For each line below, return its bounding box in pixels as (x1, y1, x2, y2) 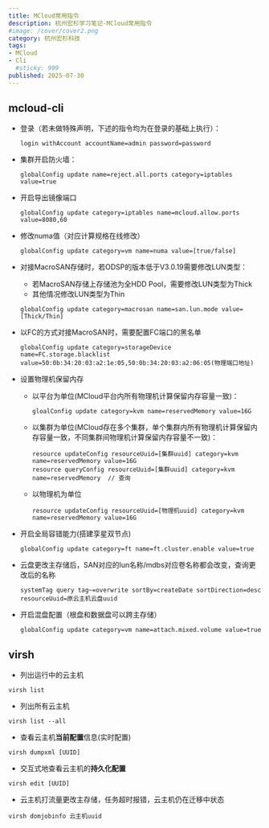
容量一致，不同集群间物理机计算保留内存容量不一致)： (39, 432, 218, 442)
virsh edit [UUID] (8, 780, 70, 788)
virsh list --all (8, 717, 67, 726)
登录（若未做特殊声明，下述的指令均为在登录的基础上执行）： (19, 124, 221, 133)
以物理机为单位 (31, 490, 82, 499)
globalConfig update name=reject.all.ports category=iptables (19, 170, 233, 179)
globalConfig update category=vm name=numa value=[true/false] (19, 247, 237, 256)
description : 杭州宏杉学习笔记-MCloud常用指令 (8, 19, 153, 27)
